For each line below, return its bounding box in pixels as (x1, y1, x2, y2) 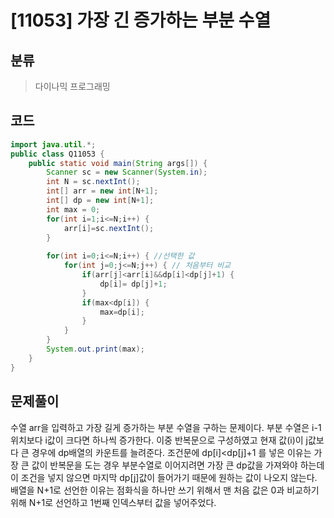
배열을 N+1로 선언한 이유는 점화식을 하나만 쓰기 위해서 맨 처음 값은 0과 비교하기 (10, 484, 320, 496)
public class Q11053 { (10, 149, 105, 159)
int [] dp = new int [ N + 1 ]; (46, 196, 155, 206)
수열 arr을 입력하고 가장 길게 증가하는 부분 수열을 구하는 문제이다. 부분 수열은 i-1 (10, 421, 322, 433)
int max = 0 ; (46, 204, 101, 215)
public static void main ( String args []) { (28, 158, 208, 168)
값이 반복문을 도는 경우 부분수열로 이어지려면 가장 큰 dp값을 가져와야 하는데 (31, 459, 325, 471)
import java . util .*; (10, 139, 97, 150)
